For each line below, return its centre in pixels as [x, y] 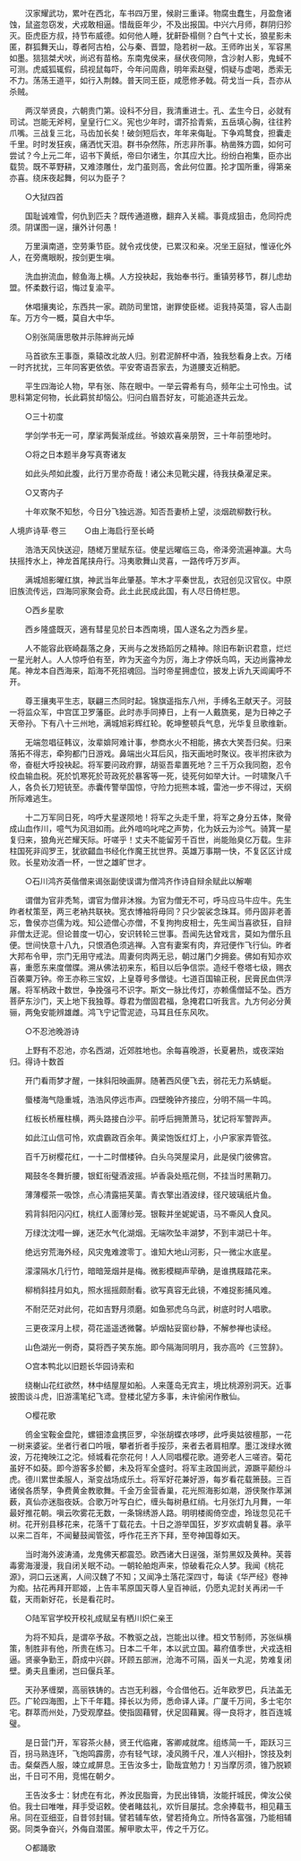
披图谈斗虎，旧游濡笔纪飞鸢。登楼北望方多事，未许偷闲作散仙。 [127, 1396]
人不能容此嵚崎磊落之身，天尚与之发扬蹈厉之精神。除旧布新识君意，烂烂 [158, 648]
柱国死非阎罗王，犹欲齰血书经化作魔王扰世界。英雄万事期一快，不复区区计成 [150, 851]
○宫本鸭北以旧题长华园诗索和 [79, 1366]
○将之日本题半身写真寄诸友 [76, 454]
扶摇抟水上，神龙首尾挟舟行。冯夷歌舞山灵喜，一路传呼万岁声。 [127, 561]
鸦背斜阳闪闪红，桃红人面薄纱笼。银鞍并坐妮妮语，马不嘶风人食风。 [150, 1214]
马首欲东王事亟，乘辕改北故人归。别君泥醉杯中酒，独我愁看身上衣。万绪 [158, 356]
